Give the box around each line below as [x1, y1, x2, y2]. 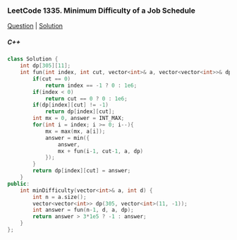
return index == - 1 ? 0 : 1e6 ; [44, 82, 138, 89]
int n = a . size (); [32, 193, 87, 200]
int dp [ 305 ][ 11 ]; [20, 62, 71, 69]
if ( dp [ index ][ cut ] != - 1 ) [32, 102, 109, 109]
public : [7, 180, 30, 187]
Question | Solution [7, 22, 63, 30]
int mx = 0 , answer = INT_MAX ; [32, 115, 125, 122]
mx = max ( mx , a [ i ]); [44, 128, 106, 135]
